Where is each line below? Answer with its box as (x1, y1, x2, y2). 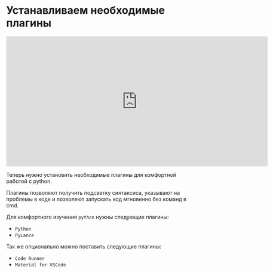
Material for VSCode (14, 262, 66, 268)
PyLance (14, 232, 34, 238)
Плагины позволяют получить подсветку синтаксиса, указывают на (6, 189, 180, 196)
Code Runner (14, 255, 45, 262)
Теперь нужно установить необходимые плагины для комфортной (6, 171, 177, 178)
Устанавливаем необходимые (6, 4, 165, 17)
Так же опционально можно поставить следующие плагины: (6, 243, 161, 250)
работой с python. (6, 177, 53, 185)
